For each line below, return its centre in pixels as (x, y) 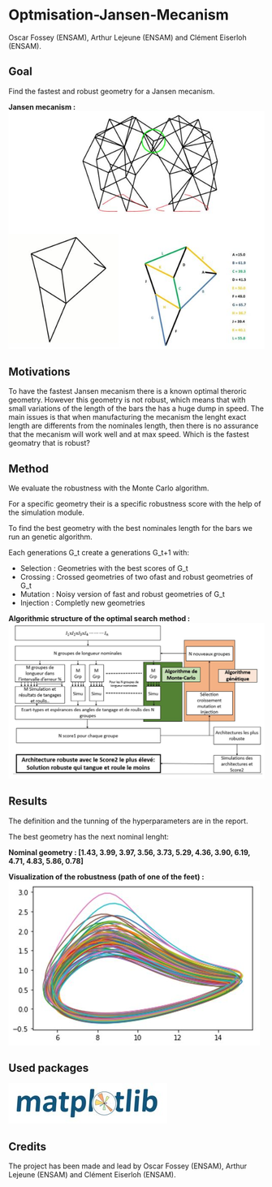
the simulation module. (47, 512)
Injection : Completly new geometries (82, 603)
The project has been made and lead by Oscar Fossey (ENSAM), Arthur (128, 1166)
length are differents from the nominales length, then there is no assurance (134, 426)
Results (28, 801)
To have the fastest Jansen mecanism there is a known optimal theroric (128, 391)
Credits (28, 1146)
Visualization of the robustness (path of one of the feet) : (106, 876)
